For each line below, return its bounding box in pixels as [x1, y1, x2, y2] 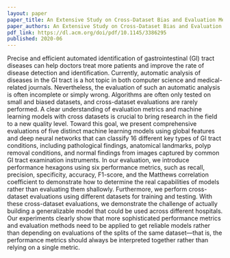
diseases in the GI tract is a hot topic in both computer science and [7, 76, 196, 84]
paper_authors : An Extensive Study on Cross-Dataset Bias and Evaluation [7, 23, 222, 29]
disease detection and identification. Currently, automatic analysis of [7, 69, 201, 77]
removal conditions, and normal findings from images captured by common [7, 149, 220, 157]
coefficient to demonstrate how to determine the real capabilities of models [7, 178, 220, 186]
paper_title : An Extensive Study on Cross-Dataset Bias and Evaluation [7, 16, 216, 23]
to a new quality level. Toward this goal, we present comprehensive [7, 120, 197, 128]
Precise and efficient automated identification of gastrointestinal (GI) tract [7, 54, 215, 62]
